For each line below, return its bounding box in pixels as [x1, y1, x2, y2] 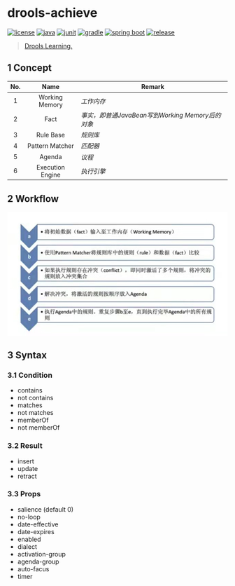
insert [17, 457, 35, 465]
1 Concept [7, 62, 52, 74]
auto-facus [17, 564, 50, 573]
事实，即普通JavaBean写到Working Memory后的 [80, 111, 222, 119]
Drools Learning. [24, 41, 73, 50]
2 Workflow [7, 193, 59, 205]
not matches [17, 409, 54, 417]
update [17, 464, 38, 472]
